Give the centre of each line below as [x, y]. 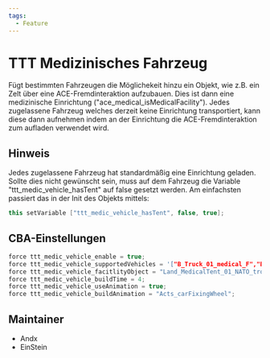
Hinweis [29, 153]
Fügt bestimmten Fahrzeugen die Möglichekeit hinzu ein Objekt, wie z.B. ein [134, 85]
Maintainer [36, 319]
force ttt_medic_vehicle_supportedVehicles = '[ [91, 264]
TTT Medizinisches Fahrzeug [108, 63]
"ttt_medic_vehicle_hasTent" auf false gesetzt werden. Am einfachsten [125, 190]
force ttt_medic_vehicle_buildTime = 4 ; [77, 279]
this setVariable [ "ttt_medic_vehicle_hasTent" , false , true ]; [117, 213]
